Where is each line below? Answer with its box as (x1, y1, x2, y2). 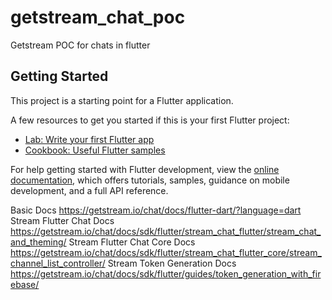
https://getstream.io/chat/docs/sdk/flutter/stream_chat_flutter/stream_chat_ (10, 225, 322, 237)
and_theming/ (10, 236, 67, 248)
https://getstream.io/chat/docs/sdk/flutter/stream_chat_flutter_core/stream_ (10, 246, 322, 258)
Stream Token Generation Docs (107, 257, 237, 269)
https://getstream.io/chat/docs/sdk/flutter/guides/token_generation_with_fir (10, 267, 322, 280)
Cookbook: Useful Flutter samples (24, 144, 166, 156)
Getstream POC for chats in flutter (10, 39, 151, 51)
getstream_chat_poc (10, 6, 186, 29)
